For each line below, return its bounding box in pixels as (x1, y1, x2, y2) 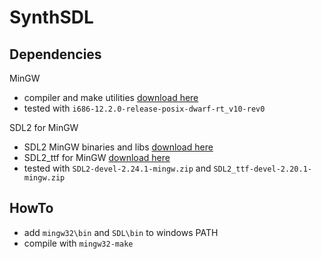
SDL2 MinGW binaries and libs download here (23, 141, 214, 153)
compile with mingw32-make (23, 237, 134, 249)
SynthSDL (9, 6, 94, 29)
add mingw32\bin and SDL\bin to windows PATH (23, 226, 219, 238)
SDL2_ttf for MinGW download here (23, 152, 171, 163)
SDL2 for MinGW (9, 122, 79, 133)
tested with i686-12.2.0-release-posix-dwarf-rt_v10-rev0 (23, 102, 266, 114)
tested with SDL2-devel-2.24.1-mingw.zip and (23, 162, 212, 174)
